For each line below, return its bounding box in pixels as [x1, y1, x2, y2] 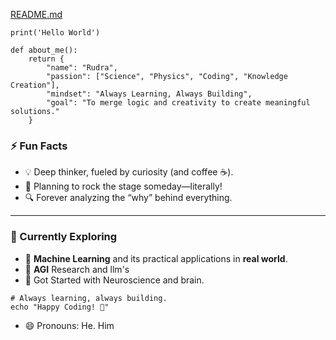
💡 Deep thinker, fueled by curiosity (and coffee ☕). [24, 166, 234, 178]
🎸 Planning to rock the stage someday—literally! [24, 180, 223, 193]
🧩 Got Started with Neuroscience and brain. [24, 274, 205, 286]
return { [28, 54, 65, 64]
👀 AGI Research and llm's [24, 263, 130, 275]
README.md [10, 9, 63, 20]
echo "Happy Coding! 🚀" [10, 302, 110, 312]
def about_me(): [10, 45, 78, 55]
